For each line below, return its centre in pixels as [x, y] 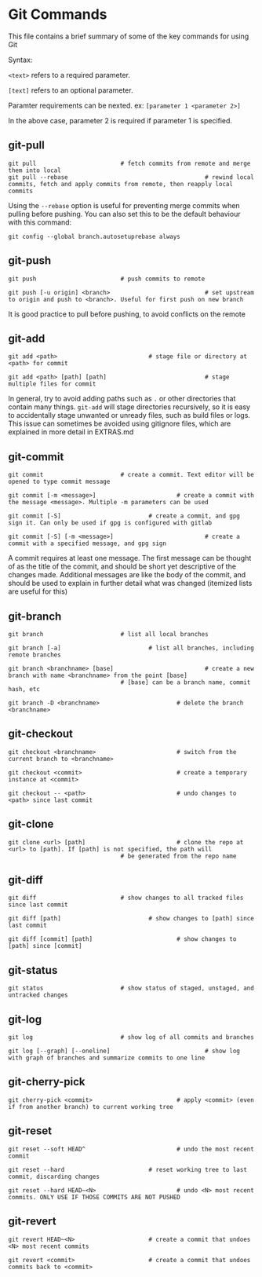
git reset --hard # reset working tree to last [127, 1169]
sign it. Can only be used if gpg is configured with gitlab [110, 523]
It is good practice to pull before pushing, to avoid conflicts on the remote [127, 314]
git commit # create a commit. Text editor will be [131, 475]
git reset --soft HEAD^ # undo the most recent [131, 1149]
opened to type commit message [59, 482]
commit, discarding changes [54, 1176]
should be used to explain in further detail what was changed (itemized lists [130, 584]
